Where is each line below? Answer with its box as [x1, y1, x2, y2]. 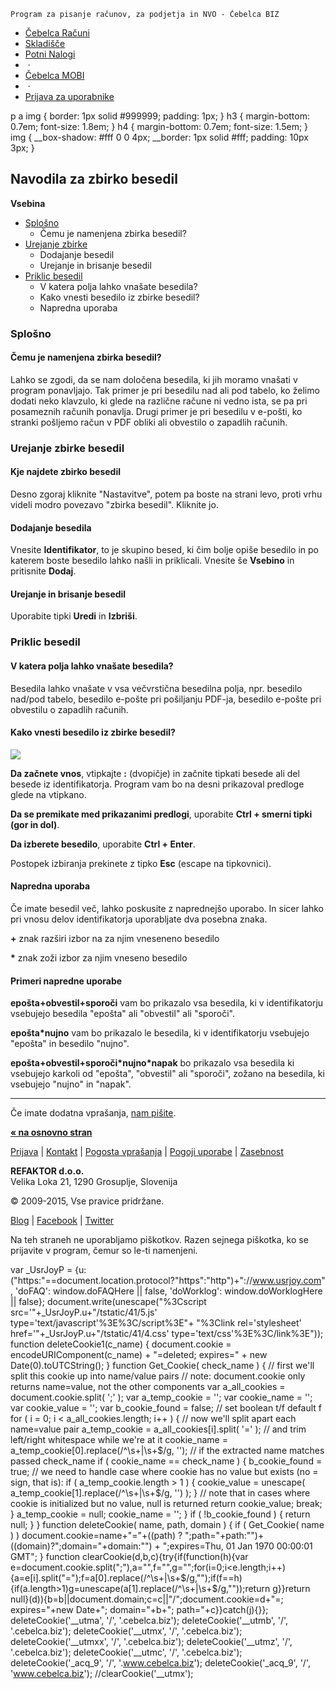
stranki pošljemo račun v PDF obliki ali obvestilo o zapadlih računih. [10, 416, 288, 428]
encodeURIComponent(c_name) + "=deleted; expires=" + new [10, 1349, 268, 1361]
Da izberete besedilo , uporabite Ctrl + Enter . [10, 838, 196, 850]
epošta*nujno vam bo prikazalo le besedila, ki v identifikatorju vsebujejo [10, 1027, 310, 1039]
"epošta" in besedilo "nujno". [10, 1038, 130, 1050]
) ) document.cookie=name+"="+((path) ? [10, 1530, 183, 1542]
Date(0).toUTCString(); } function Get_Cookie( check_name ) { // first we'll [10, 1360, 315, 1372]
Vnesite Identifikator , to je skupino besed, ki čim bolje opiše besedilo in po [10, 544, 319, 556]
